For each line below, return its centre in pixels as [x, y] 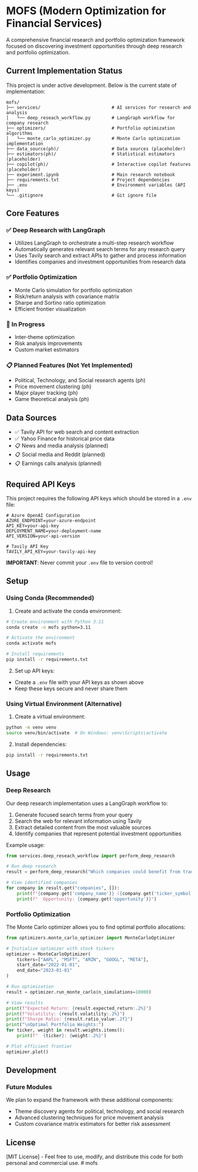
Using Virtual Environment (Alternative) [64, 704]
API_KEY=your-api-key [33, 526]
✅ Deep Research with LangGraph [56, 230]
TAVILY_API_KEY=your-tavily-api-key [51, 551]
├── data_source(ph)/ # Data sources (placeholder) [96, 149]
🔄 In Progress [26, 324]
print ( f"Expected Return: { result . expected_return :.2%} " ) [79, 1008]
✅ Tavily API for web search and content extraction [77, 432]
